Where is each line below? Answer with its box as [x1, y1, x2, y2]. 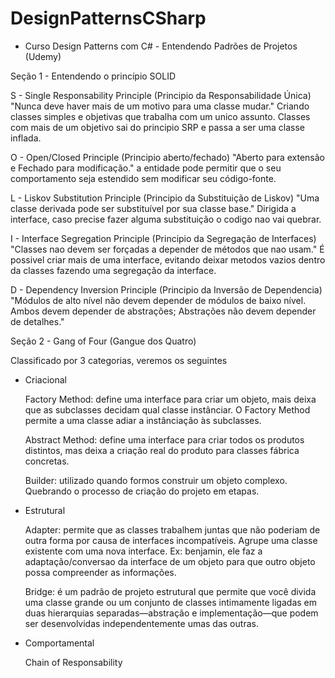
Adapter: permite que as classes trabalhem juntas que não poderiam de [24, 523, 321, 536]
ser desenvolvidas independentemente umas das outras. [24, 617, 259, 629]
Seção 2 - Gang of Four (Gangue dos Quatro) [10, 335, 197, 347]
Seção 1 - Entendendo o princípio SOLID [10, 70, 177, 82]
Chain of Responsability [24, 656, 123, 668]
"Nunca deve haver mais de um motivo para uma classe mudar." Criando [10, 100, 310, 112]
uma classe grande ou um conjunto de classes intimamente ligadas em [24, 596, 318, 608]
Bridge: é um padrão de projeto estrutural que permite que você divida [24, 585, 317, 597]
